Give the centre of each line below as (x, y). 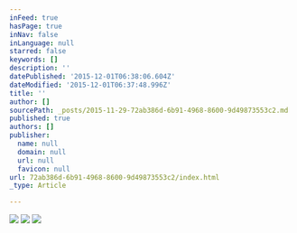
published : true (40, 118)
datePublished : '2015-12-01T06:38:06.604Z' (93, 77)
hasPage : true (36, 26)
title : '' (28, 93)
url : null (36, 160)
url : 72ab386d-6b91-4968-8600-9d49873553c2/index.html (115, 177)
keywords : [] (34, 60)
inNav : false (34, 34)
